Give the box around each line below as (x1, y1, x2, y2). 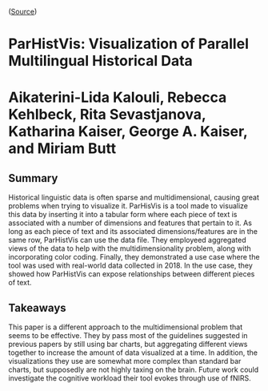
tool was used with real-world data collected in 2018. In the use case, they (8, 260, 254, 271)
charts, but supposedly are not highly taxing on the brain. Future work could (8, 365, 259, 374)
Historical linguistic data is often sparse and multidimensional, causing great (8, 192, 260, 203)
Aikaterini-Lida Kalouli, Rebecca (8, 88, 227, 107)
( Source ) (8, 7, 38, 16)
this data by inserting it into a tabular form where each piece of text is (8, 210, 238, 220)
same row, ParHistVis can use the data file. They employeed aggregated (8, 236, 246, 245)
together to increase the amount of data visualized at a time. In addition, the (8, 348, 258, 357)
